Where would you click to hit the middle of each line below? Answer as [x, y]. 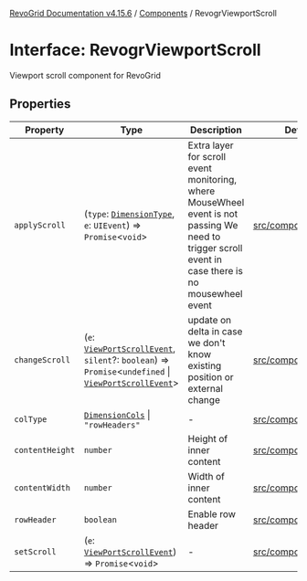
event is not [213, 214]
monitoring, [212, 179]
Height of [208, 438]
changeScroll [42, 359]
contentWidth [42, 487]
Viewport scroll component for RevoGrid [85, 75]
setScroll [35, 551]
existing [205, 365]
